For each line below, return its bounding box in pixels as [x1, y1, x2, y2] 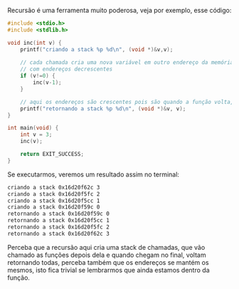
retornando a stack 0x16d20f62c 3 [7, 230, 110, 237]
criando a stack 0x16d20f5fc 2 [7, 190, 100, 198]
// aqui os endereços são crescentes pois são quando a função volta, [20, 98, 234, 105]
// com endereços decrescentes [20, 65, 113, 73]
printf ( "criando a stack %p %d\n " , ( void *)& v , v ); [20, 46, 174, 53]
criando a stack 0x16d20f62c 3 [7, 184, 100, 191]
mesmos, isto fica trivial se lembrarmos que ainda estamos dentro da [7, 266, 210, 274]
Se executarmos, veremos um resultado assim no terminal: [7, 170, 180, 179]
